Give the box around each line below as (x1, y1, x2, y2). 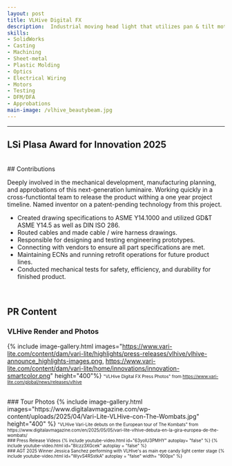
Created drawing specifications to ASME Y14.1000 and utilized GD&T (17, 213, 213, 222)
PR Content (7, 305, 57, 317)
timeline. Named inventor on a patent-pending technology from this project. (7, 200, 222, 208)
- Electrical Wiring (7, 74, 67, 82)
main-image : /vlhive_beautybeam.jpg (7, 107, 113, 114)
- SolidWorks (7, 36, 45, 43)
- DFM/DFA (7, 94, 36, 101)
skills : (7, 29, 30, 37)
